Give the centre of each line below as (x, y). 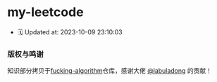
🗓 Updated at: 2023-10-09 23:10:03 (70, 32)
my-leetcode (45, 12)
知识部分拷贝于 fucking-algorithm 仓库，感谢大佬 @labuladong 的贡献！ (110, 71)
